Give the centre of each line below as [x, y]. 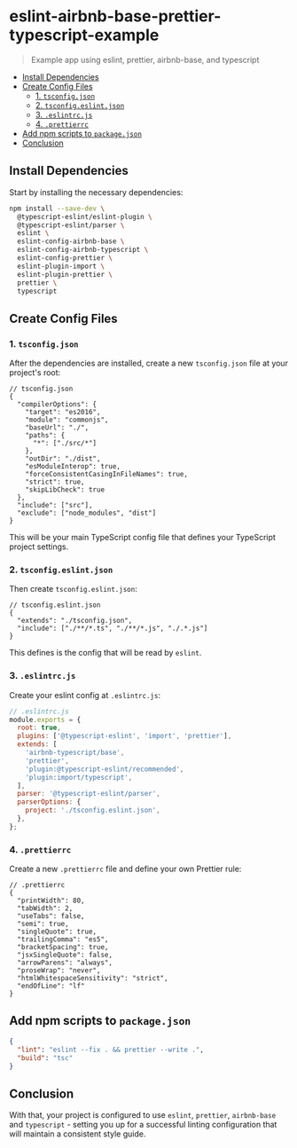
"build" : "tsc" [45, 1058]
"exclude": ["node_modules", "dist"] [87, 513]
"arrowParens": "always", [65, 963]
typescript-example [84, 35]
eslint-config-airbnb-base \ [71, 241]
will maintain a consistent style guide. [78, 1134]
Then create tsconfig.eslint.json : [73, 589]
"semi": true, [43, 924]
